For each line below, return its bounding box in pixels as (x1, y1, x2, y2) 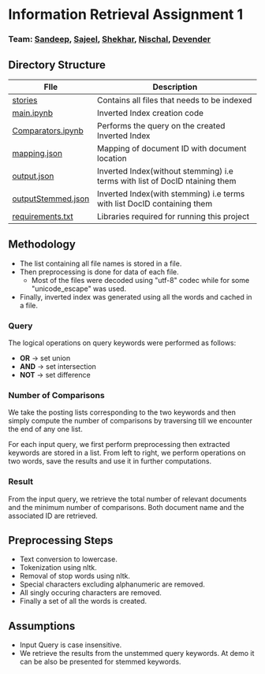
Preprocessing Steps (8, 534, 114, 547)
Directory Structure (8, 58, 106, 72)
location (97, 152, 128, 163)
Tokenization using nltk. (19, 563, 97, 572)
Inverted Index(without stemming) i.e (97, 166, 234, 177)
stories (12, 95, 38, 106)
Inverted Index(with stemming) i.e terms (97, 188, 245, 199)
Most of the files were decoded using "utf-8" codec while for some (31, 275, 250, 285)
